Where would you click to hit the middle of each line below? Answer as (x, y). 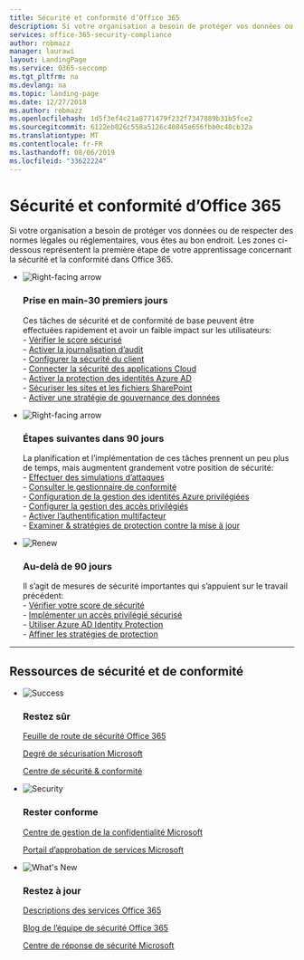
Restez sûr (46, 716)
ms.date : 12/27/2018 (48, 102)
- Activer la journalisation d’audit (83, 349)
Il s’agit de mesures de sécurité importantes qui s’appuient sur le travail (155, 586)
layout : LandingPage (48, 60)
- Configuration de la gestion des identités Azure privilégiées (136, 497)
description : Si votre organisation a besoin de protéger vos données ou (152, 26)
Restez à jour (52, 890)
